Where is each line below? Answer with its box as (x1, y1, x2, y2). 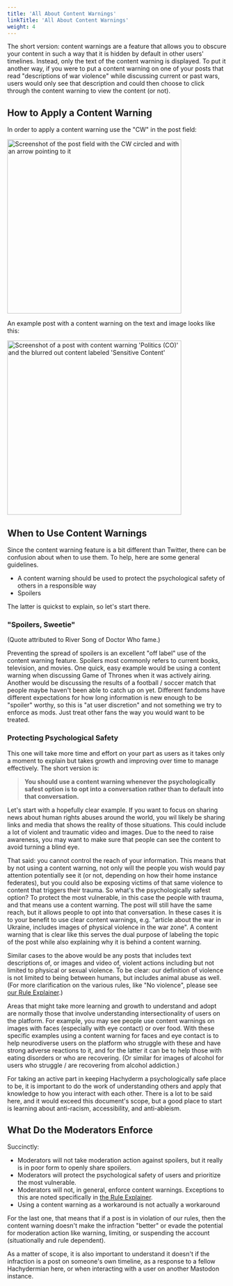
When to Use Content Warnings (7, 527, 147, 539)
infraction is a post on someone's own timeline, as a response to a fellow (7, 1257, 216, 1266)
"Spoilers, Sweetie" (7, 620, 76, 629)
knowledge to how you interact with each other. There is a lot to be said (7, 1089, 212, 1098)
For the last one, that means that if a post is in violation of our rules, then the (7, 1214, 226, 1223)
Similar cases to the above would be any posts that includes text (7, 951, 192, 959)
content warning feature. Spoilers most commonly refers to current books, (7, 657, 220, 665)
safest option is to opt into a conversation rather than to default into (24, 785, 224, 793)
